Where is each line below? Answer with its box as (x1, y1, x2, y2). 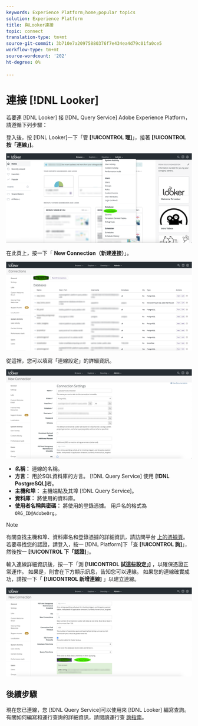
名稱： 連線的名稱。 (14, 465, 63, 472)
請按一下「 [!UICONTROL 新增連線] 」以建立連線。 (16, 575, 140, 582)
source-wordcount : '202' (6, 53, 67, 59)
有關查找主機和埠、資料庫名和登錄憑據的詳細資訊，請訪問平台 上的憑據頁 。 (6, 533, 189, 540)
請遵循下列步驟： (6, 121, 48, 129)
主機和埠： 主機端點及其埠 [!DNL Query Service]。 (14, 487, 137, 494)
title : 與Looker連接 (6, 22, 54, 28)
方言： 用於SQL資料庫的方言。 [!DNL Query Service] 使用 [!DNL (14, 472, 170, 479)
